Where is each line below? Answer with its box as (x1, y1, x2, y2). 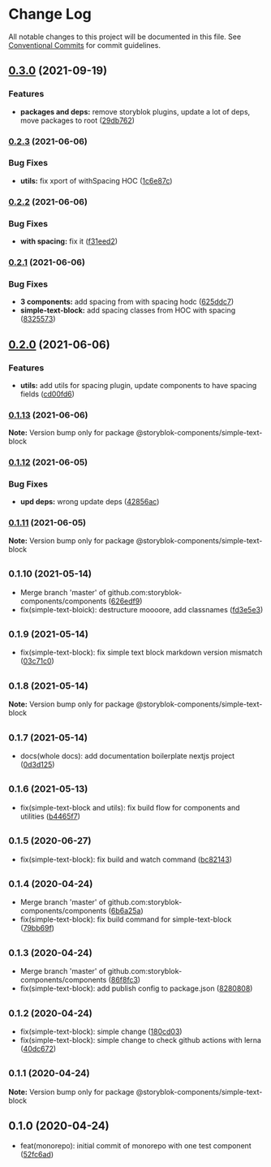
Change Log (8, 5, 92, 24)
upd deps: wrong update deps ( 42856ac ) (19, 497, 160, 507)
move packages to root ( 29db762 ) (19, 115, 135, 125)
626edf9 (110, 596, 140, 606)
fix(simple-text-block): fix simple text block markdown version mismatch (19, 647, 263, 658)
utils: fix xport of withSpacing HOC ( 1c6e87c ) (19, 175, 173, 185)
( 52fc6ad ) (19, 1149, 54, 1159)
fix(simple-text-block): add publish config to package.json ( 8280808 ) (19, 983, 253, 993)
